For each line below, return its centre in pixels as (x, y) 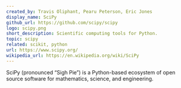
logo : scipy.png (26, 28)
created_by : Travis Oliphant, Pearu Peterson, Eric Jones (79, 12)
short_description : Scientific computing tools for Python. (82, 34)
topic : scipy (22, 39)
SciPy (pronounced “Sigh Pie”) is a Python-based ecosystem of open (91, 72)
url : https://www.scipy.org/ (42, 50)
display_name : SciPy (32, 17)
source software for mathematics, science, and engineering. (80, 79)
